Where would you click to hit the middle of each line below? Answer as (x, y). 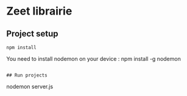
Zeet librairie (39, 11)
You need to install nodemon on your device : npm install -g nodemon (94, 59)
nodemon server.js (30, 87)
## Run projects (27, 75)
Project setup (33, 34)
